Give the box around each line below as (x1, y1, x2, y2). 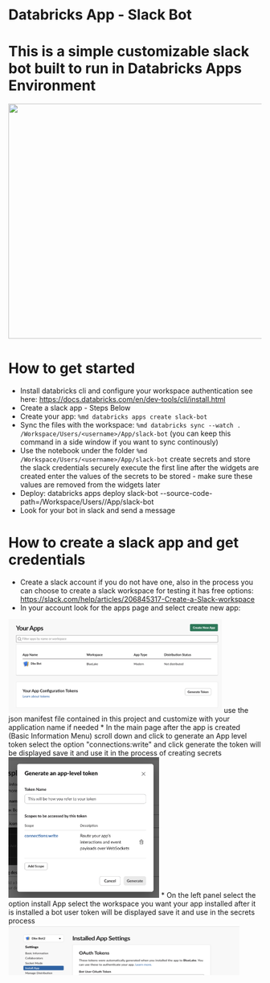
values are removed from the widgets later (19, 480, 161, 489)
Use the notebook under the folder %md (19, 446, 148, 456)
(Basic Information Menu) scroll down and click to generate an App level (8, 731, 247, 740)
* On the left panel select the (160, 891, 256, 899)
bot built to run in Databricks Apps (8, 59, 243, 78)
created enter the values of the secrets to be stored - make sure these (19, 472, 253, 481)
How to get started (8, 359, 135, 378)
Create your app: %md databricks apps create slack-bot (19, 412, 207, 421)
